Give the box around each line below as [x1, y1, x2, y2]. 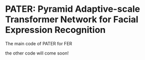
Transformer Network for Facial [5, 14, 139, 25]
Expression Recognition [5, 25, 106, 35]
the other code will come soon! [5, 50, 69, 56]
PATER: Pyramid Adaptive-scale [5, 3, 141, 15]
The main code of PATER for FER [5, 40, 72, 46]
